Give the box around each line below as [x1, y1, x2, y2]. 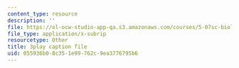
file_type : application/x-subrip [7, 30, 107, 38]
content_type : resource [7, 10, 78, 18]
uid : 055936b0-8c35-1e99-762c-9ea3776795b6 [7, 50, 139, 57]
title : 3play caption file [7, 43, 87, 50]
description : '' [7, 17, 55, 24]
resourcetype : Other [7, 37, 69, 44]
